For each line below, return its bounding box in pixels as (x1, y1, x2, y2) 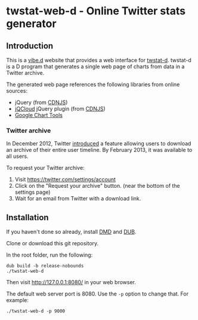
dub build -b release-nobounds (6, 263, 84, 269)
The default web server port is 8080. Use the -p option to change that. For (6, 290, 189, 297)
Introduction (6, 41, 54, 51)
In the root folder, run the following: (6, 251, 93, 258)
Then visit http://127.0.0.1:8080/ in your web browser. (6, 279, 136, 286)
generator (6, 17, 57, 31)
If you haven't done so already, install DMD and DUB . (6, 228, 137, 236)
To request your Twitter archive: (6, 164, 85, 172)
